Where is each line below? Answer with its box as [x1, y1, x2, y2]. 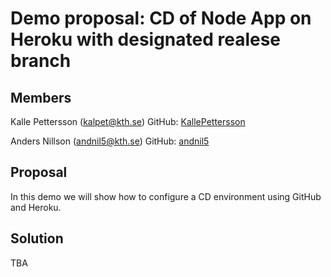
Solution [10, 230, 64, 247]
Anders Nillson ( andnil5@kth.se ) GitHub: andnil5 [10, 135, 210, 147]
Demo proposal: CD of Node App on [10, 7, 312, 30]
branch [10, 50, 72, 72]
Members [10, 89, 72, 106]
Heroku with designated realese [10, 28, 282, 51]
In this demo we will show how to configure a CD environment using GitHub [10, 190, 322, 202]
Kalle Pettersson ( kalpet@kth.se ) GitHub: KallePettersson [10, 116, 246, 127]
